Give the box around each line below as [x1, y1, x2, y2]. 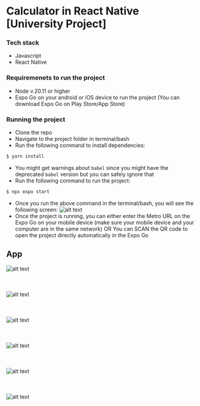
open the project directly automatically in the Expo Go [14, 231, 149, 239]
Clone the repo [14, 129, 52, 136]
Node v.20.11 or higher [14, 87, 70, 95]
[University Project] [6, 17, 107, 31]
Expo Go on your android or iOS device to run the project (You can [14, 93, 180, 101]
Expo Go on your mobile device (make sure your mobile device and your [14, 219, 195, 226]
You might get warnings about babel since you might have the [14, 164, 169, 171]
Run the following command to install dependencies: [14, 142, 146, 149]
